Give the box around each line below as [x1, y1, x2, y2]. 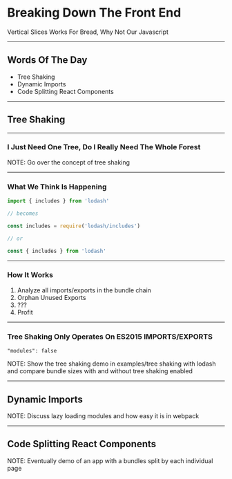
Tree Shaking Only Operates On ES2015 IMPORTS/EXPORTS [7, 332, 213, 341]
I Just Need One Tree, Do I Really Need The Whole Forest [7, 142, 201, 152]
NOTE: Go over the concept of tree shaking [7, 158, 130, 167]
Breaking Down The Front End [7, 5, 182, 21]
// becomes [7, 210, 39, 217]
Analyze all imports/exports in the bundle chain [17, 285, 152, 294]
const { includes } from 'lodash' [7, 247, 107, 254]
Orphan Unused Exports [17, 293, 86, 301]
